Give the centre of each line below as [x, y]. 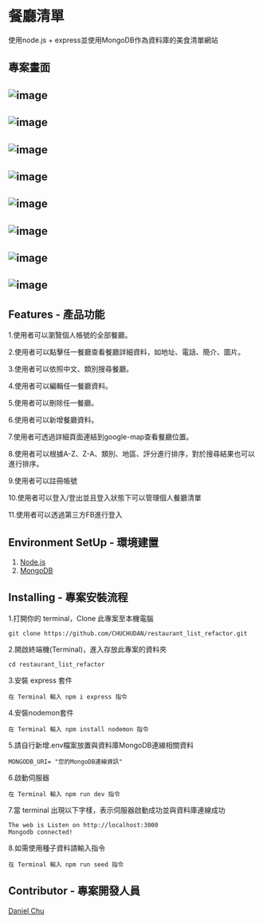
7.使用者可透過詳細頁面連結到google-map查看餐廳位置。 [101, 437]
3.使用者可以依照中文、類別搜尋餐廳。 [71, 369]
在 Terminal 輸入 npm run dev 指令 [65, 794]
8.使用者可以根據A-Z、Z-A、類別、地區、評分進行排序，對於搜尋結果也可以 [131, 454]
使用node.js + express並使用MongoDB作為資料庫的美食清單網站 [113, 40]
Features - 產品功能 [57, 314]
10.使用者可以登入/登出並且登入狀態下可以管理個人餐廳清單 [105, 498]
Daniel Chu [26, 910]
